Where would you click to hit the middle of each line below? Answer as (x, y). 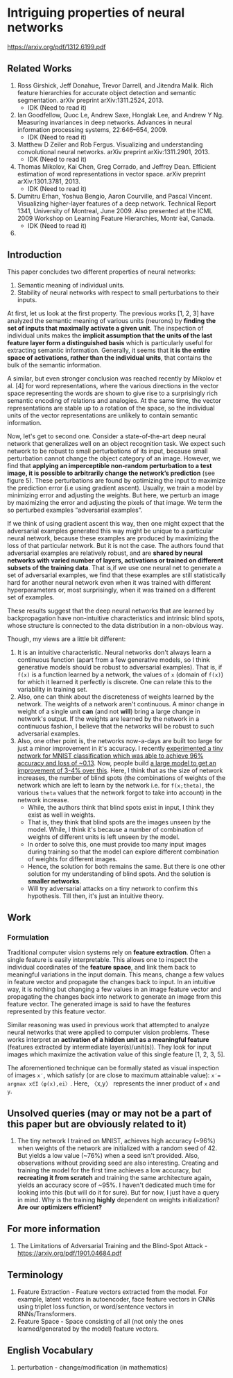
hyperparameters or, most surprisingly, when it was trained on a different (112, 590)
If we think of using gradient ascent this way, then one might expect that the (116, 523)
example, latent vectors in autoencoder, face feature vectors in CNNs (116, 1299)
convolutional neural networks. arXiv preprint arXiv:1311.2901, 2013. (113, 151)
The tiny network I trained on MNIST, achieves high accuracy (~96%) (116, 1141)
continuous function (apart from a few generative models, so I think (113, 659)
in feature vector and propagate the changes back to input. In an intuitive (111, 982)
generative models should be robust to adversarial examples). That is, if (120, 667)
